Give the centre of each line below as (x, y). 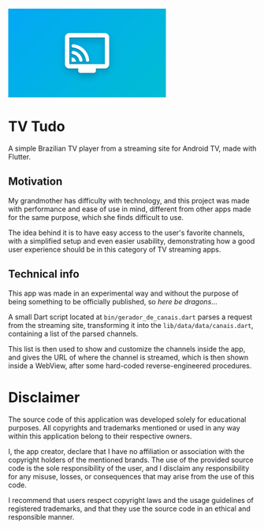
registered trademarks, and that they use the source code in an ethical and (129, 509)
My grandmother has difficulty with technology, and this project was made (129, 200)
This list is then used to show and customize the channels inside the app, (127, 348)
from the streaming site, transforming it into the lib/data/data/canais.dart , (131, 325)
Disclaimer (44, 397)
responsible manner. (41, 516)
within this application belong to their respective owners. (100, 436)
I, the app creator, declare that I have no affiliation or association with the (126, 451)
